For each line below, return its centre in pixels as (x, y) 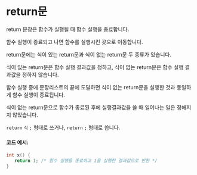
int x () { (19, 155)
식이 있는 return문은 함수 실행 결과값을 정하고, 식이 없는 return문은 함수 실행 (95, 67)
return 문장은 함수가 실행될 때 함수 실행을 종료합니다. (68, 29)
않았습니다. (25, 115)
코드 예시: (17, 142)
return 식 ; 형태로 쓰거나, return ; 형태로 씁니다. (63, 127)
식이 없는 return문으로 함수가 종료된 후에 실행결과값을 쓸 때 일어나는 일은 (91, 107)
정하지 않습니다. (40, 74)
